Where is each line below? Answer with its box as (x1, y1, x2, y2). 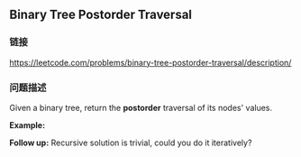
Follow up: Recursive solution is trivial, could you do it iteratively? (9, 137, 252, 148)
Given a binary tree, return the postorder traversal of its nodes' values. (9, 102, 273, 113)
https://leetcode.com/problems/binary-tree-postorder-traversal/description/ (9, 57, 292, 68)
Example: (9, 119, 46, 130)
